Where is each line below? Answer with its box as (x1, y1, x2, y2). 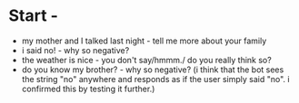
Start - (8, 5, 58, 26)
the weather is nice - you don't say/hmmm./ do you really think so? (21, 54, 272, 65)
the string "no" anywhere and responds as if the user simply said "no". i (21, 73, 290, 84)
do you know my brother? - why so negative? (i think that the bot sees (21, 64, 284, 75)
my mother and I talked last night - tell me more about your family (21, 35, 267, 46)
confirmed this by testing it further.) (21, 83, 155, 94)
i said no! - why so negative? (21, 44, 130, 55)
